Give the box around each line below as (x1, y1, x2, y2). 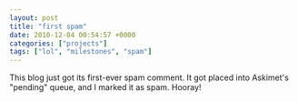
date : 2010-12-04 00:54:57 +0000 (9, 30, 136, 39)
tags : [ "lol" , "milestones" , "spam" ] (9, 47, 153, 56)
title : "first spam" (9, 22, 88, 31)
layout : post (9, 13, 59, 23)
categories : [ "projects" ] (9, 38, 107, 48)
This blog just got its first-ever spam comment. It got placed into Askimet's (9, 72, 289, 83)
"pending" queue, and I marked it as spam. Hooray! (9, 82, 202, 93)
